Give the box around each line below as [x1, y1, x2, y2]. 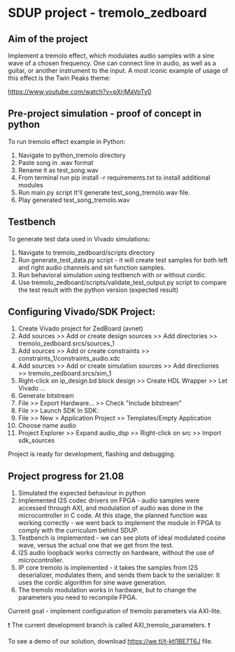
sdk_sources [17, 437, 55, 445]
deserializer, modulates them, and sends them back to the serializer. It [17, 571, 220, 580]
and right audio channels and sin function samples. [17, 263, 166, 272]
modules [17, 180, 44, 189]
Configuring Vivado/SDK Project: [8, 306, 156, 318]
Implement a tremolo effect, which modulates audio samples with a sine [8, 51, 215, 60]
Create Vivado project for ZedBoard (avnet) [17, 324, 144, 333]
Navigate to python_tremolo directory [17, 151, 126, 159]
